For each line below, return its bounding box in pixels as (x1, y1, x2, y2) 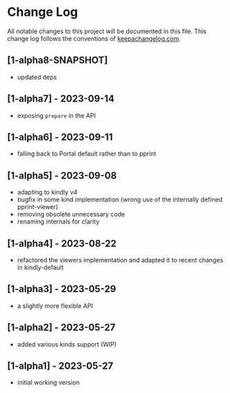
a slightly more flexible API (17, 302, 93, 310)
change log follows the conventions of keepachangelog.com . (7, 34, 181, 42)
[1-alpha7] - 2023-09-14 (7, 93, 115, 104)
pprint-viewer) (17, 203, 59, 211)
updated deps (17, 73, 57, 81)
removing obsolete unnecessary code (17, 210, 126, 219)
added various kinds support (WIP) (17, 340, 117, 348)
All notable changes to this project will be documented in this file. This (7, 27, 207, 35)
